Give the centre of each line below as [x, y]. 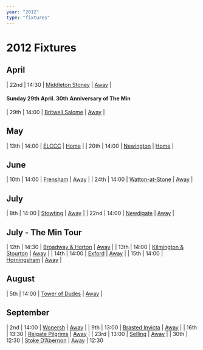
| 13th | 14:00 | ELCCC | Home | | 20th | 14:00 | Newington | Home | [90, 146]
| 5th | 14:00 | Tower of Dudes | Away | [54, 293]
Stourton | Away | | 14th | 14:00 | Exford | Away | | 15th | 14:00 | [85, 253]
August [21, 279]
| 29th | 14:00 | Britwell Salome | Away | [56, 112]
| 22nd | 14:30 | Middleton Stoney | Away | [59, 84]
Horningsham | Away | [34, 259]
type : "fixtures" [28, 18]
